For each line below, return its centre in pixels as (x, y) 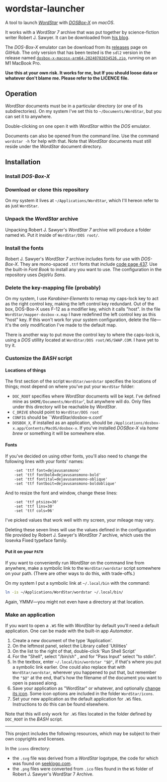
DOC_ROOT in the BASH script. (34, 719)
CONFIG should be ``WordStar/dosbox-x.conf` (58, 417)
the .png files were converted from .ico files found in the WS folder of (83, 769)
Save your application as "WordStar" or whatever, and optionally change (86, 688)
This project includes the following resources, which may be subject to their (83, 733)
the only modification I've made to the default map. (65, 325)
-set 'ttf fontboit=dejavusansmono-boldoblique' (65, 483)
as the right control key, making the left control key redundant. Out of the (80, 304)
